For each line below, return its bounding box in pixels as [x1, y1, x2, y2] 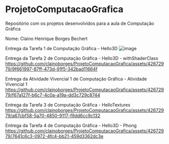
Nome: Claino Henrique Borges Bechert [5, 35, 88, 42]
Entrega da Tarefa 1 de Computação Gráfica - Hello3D [5, 45, 118, 51]
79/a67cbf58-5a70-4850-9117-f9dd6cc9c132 [5, 113, 101, 119]
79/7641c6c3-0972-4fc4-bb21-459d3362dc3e [5, 133, 104, 139]
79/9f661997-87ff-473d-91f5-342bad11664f [5, 66, 98, 72]
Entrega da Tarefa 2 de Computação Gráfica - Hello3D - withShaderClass [5, 55, 158, 61]
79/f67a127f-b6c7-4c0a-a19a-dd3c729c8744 [5, 92, 100, 98]
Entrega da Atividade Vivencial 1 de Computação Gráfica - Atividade [5, 76, 147, 82]
